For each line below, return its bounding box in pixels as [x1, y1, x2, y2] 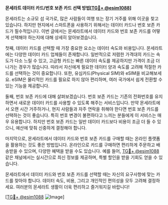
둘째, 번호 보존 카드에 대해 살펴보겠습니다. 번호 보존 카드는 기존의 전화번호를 [5, 93, 154, 99]
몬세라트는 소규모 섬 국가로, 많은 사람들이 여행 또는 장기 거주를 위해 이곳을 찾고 [5, 16, 159, 22]
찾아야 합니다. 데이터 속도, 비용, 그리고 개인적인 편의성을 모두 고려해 [14, 178, 147, 183]
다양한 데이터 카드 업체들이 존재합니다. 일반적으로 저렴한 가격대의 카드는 [14, 51, 155, 57]
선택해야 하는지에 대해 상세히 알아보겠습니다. [10, 35, 98, 40]
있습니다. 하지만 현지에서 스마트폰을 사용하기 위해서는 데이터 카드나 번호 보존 [5, 22, 155, 28]
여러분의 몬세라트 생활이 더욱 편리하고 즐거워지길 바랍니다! [16, 184, 130, 190]
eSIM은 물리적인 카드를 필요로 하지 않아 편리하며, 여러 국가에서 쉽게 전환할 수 [12, 76, 163, 82]
